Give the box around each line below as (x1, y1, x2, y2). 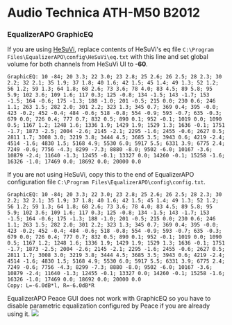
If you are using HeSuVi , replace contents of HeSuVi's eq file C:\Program (7, 45, 214, 53)
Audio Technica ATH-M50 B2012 (7, 5, 201, 21)
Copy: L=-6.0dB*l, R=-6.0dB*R (7, 282, 95, 289)
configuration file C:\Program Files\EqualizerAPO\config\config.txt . (7, 178, 206, 186)
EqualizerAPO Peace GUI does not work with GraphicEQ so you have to (7, 295, 211, 303)
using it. (7, 310, 30, 318)
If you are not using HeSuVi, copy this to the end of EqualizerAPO (7, 170, 194, 179)
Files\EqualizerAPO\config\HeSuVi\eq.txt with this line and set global (7, 53, 208, 61)
